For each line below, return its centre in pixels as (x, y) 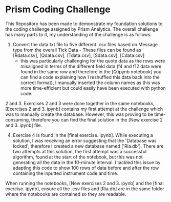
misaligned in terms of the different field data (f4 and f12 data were (91, 66)
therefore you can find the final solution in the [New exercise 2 (97, 119)
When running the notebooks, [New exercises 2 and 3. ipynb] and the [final (84, 183)
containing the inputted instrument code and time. (66, 173)
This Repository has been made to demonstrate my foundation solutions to (84, 24)
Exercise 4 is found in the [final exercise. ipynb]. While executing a (83, 135)
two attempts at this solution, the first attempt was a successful (80, 151)
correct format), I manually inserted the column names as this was (90, 83)
